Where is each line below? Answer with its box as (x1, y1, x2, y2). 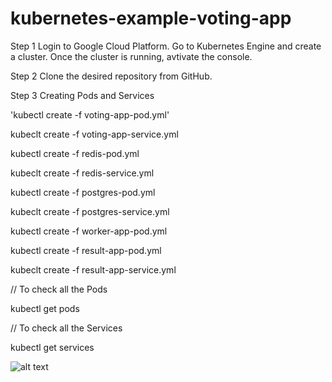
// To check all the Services (10, 322, 123, 334)
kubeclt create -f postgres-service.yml (10, 205, 170, 217)
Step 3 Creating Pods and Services (10, 89, 155, 101)
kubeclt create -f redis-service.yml (10, 167, 155, 179)
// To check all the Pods (10, 283, 108, 295)
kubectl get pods (10, 302, 80, 314)
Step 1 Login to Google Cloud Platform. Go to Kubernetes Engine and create (10, 40, 322, 52)
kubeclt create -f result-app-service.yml (10, 263, 177, 276)
